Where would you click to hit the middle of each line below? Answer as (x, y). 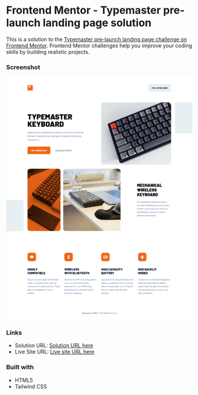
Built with (20, 367)
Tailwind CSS (31, 386)
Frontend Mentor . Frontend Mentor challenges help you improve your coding (99, 46)
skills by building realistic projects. (48, 52)
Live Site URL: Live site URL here (54, 352)
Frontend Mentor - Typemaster (84, 10)
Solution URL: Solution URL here (54, 346)
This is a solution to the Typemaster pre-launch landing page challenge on (97, 39)
